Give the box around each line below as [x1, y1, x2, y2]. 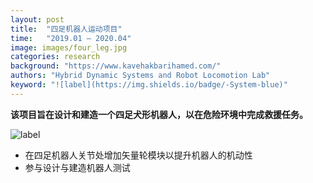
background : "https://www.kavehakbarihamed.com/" [10, 61, 222, 71]
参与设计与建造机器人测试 [24, 161, 131, 173]
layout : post [10, 14, 65, 25]
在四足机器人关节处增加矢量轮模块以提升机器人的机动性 [24, 149, 253, 161]
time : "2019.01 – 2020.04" [10, 33, 132, 43]
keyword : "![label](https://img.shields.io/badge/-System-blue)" [10, 80, 288, 90]
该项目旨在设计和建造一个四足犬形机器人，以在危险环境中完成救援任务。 [10, 108, 308, 120]
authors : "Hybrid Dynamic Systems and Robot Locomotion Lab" [10, 71, 271, 81]
